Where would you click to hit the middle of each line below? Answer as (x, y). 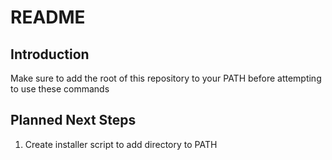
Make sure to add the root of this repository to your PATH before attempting (166, 78)
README (48, 17)
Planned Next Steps (73, 120)
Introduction (50, 54)
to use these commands (60, 89)
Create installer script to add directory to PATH (121, 144)
